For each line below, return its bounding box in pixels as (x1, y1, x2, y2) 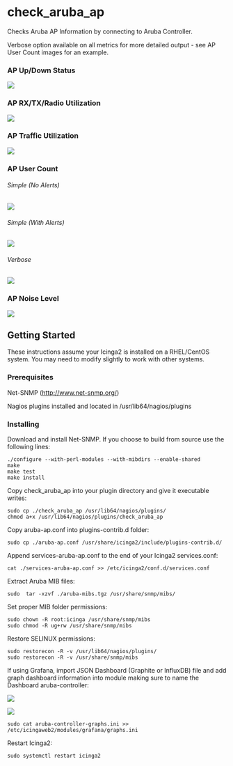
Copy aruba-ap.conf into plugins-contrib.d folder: (7, 526, 150, 534)
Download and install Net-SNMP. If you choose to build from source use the (7, 435, 225, 444)
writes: (7, 494, 27, 502)
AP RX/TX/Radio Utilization (7, 98, 101, 108)
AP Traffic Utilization (7, 131, 79, 141)
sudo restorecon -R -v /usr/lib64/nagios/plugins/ (7, 648, 157, 655)
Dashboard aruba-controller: (7, 681, 89, 689)
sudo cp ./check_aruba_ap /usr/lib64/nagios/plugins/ (7, 508, 167, 515)
